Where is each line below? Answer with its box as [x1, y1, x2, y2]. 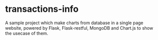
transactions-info [5, 3, 79, 15]
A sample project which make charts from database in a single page [5, 20, 144, 26]
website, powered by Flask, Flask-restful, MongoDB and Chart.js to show [5, 25, 154, 31]
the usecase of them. [5, 30, 48, 36]
